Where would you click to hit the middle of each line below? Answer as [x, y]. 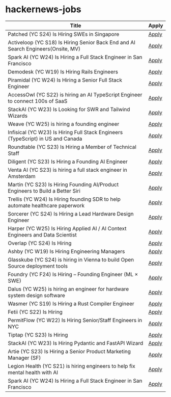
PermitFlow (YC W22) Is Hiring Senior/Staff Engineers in [75, 320]
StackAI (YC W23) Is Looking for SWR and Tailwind [69, 109]
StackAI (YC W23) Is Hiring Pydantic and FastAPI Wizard [76, 343]
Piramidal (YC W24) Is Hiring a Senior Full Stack [65, 80]
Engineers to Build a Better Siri [44, 191]
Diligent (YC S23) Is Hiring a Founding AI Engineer [68, 162]
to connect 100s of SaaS [38, 101]
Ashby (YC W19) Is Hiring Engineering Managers [66, 251]
